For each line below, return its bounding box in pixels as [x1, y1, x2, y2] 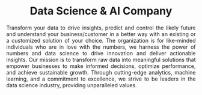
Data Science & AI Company [29, 4, 173, 18]
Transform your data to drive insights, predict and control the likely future [6, 24, 196, 31]
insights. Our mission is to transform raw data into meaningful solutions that [6, 56, 196, 63]
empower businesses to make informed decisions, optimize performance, [6, 62, 196, 70]
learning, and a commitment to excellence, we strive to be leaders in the [6, 75, 196, 82]
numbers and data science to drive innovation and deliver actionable [6, 49, 196, 57]
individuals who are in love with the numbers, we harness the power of [6, 43, 196, 51]
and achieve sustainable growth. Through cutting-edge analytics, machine [6, 69, 196, 76]
